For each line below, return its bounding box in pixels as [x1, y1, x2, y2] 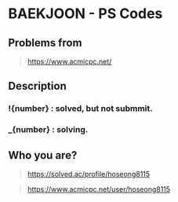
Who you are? [8, 149, 78, 162]
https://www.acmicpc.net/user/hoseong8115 [27, 185, 171, 194]
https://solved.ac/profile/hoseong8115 [27, 170, 151, 179]
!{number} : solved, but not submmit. [8, 103, 153, 114]
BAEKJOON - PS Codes [8, 5, 163, 23]
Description [8, 79, 67, 93]
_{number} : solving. [8, 124, 89, 135]
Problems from [8, 36, 82, 50]
